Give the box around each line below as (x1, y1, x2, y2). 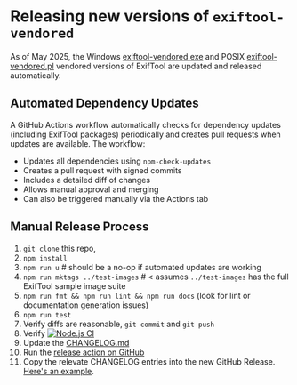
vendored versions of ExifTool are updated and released (55, 60, 262, 71)
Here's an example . (22, 365, 94, 376)
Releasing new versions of (10, 6, 210, 27)
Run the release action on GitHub (22, 347, 145, 357)
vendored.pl (10, 60, 54, 71)
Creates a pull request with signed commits (22, 164, 182, 175)
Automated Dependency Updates (10, 96, 199, 111)
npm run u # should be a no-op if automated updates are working (22, 261, 261, 272)
